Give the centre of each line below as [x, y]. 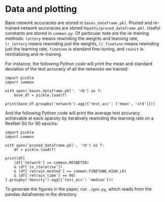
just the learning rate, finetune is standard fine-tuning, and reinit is [74, 49]
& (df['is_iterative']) [38, 167]
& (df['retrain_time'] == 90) [45, 175]
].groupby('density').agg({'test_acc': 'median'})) [59, 180]
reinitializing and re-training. [34, 54]
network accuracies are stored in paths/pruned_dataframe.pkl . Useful [90, 28]
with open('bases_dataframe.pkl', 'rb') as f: [54, 91]
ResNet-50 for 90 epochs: [32, 123]
